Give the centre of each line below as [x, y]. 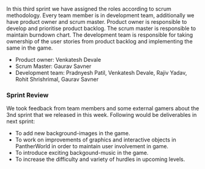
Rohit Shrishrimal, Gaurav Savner [57, 79]
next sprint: [21, 121]
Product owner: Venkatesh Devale [58, 60]
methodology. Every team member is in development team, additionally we [100, 15]
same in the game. [30, 48]
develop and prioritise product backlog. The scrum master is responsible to [101, 28]
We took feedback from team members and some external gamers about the [103, 108]
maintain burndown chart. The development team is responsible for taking [100, 35]
